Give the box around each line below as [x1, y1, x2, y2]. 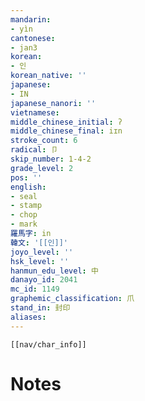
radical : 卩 [10, 145, 59, 155]
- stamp [10, 201, 43, 211]
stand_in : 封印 [10, 303, 71, 313]
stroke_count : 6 [10, 136, 78, 146]
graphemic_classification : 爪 [10, 294, 135, 304]
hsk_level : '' [10, 256, 70, 266]
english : [10, 182, 47, 192]
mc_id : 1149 [10, 284, 60, 295]
